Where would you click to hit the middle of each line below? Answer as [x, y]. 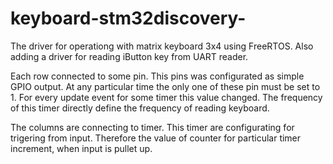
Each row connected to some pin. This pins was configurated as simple [157, 76]
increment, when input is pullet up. [81, 148]
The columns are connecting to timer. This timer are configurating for [152, 127]
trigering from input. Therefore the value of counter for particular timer [156, 138]
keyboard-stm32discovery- [128, 18]
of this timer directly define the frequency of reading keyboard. [140, 108]
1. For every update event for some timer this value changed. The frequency [166, 97]
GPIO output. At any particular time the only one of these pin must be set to [165, 86]
